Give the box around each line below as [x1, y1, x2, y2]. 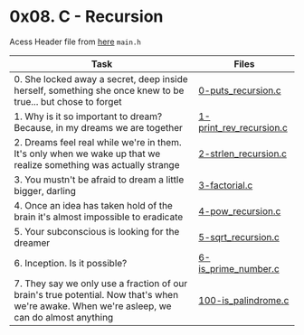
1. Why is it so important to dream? [14, 110, 163, 123]
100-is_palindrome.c [198, 293, 290, 306]
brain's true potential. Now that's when [14, 288, 179, 301]
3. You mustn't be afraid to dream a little [14, 173, 185, 186]
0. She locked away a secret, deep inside [14, 72, 188, 85]
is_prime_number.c [198, 262, 280, 275]
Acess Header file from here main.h [9, 36, 142, 47]
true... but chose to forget [14, 95, 122, 107]
